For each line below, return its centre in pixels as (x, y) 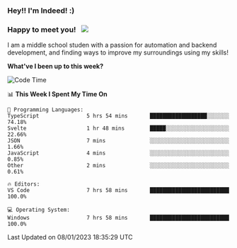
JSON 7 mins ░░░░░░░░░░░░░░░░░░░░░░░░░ (118, 141)
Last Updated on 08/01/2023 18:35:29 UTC (70, 237)
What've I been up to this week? (56, 67)
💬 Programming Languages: (45, 110)
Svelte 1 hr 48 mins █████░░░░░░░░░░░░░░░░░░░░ (118, 129)
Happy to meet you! (42, 29)
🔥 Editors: (24, 184)
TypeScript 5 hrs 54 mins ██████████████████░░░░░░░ (118, 116)
